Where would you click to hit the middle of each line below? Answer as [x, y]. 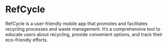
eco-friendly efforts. [27, 40]
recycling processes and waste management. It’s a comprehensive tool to [83, 29]
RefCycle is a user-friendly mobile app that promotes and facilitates [77, 23]
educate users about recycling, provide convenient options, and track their [84, 34]
